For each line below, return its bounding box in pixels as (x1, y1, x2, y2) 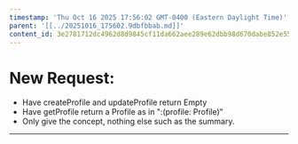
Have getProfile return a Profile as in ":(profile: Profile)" (21, 107, 223, 117)
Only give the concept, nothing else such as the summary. (21, 116, 235, 127)
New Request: (9, 68, 115, 88)
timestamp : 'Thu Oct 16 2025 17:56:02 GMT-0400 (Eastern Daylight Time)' (9, 12, 288, 22)
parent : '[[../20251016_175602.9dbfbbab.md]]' (9, 21, 184, 30)
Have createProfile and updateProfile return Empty (21, 97, 208, 108)
